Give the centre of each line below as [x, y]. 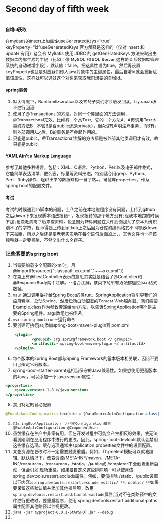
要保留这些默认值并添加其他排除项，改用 [53, 488]
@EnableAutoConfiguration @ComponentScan [55, 428]
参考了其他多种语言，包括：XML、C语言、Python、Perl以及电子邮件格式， [80, 167]
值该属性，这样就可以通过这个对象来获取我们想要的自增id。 [65, 78]
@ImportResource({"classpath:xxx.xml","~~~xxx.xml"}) [68, 271]
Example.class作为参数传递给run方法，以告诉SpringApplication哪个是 [82, 307]
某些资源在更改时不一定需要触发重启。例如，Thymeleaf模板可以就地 [81, 452]
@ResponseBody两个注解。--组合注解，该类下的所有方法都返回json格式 [85, 283]
